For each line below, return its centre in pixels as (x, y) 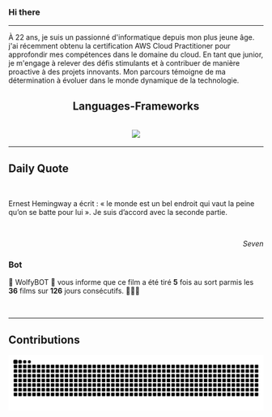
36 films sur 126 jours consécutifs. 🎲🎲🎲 (74, 291)
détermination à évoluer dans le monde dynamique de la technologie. (124, 80)
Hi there (24, 12)
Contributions (44, 340)
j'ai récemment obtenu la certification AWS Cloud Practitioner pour (119, 46)
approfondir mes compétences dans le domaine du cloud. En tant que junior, (136, 54)
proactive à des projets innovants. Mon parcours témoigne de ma (117, 72)
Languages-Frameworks (136, 106)
